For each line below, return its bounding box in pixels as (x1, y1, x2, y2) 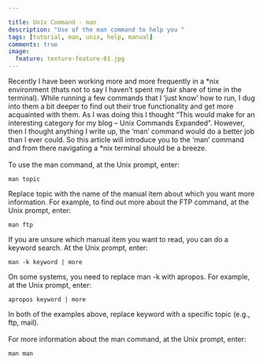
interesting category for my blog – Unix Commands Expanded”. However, (8, 119, 246, 127)
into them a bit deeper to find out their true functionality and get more (8, 101, 234, 111)
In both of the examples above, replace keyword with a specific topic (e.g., (8, 310, 250, 318)
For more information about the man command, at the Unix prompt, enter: (8, 335, 246, 344)
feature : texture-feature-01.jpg (15, 55, 125, 63)
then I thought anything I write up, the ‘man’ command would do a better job (8, 127, 255, 136)
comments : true (8, 40, 58, 48)
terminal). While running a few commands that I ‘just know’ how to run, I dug (8, 94, 256, 102)
